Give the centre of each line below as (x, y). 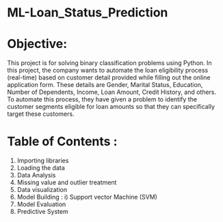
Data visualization (42, 190)
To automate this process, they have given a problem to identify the (102, 99)
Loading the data (41, 168)
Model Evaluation (41, 204)
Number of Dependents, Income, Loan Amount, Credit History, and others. (112, 92)
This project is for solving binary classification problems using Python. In (109, 63)
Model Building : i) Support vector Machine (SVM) (87, 197)
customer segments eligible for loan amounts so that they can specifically (111, 107)
